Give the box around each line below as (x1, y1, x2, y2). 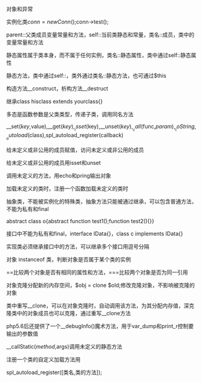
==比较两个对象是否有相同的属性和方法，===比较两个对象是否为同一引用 (6, 269, 189, 276)
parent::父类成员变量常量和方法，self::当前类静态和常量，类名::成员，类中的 (6, 31, 195, 38)
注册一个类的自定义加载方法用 (6, 356, 80, 363)
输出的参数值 (6, 330, 38, 338)
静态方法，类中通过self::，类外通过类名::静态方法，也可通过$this (6, 72, 166, 79)
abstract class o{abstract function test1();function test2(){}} (6, 218, 154, 225)
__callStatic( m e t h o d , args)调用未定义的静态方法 (6, 343, 123, 350)
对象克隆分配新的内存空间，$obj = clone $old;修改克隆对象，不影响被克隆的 (6, 281, 195, 289)
